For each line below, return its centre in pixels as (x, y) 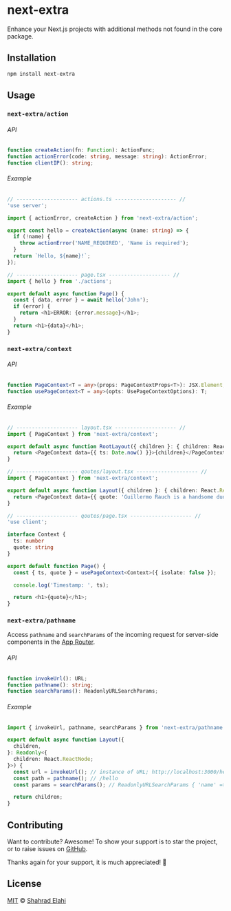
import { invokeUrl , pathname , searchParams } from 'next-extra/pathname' (117, 727)
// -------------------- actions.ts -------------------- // (97, 199)
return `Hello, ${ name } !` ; (52, 256)
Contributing (35, 825)
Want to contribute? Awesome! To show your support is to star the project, (112, 841)
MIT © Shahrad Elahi (37, 900)
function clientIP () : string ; (51, 163)
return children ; (38, 797)
